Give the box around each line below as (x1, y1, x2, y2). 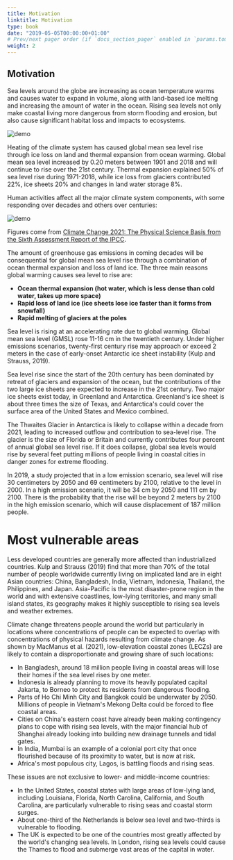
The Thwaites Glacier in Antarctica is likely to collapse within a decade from (7, 420, 224, 429)
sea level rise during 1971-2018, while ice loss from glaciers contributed (7, 172, 212, 181)
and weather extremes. (7, 606, 74, 615)
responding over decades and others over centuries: (7, 201, 157, 209)
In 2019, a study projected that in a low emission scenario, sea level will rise (7, 470, 223, 479)
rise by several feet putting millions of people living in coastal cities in (7, 449, 206, 458)
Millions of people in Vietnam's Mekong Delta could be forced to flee (17, 700, 214, 709)
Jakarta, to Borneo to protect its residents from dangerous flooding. (17, 685, 212, 693)
